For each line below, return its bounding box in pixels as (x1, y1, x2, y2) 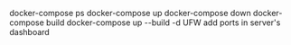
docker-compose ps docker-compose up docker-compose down (9, 8, 251, 18)
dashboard (9, 27, 50, 37)
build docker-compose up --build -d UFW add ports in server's (46, 17, 281, 28)
